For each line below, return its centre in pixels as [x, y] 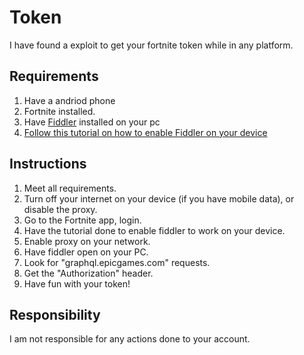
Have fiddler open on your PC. [86, 252]
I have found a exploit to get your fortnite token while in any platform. [151, 45]
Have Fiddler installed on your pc [92, 122]
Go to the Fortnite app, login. [82, 220]
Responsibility [55, 314]
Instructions [48, 164]
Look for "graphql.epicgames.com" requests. [117, 262]
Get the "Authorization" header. [88, 273]
